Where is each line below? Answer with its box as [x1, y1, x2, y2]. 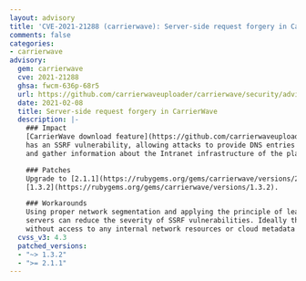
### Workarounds [25, 199, 88, 208]
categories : [9, 38, 55, 48]
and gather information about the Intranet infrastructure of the [25, 149, 283, 158]
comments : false [9, 30, 71, 39]
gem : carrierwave [17, 65, 84, 74]
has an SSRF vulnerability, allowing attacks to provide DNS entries [25, 140, 296, 150]
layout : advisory [9, 13, 76, 23]
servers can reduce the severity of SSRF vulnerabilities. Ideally [25, 216, 287, 225]
